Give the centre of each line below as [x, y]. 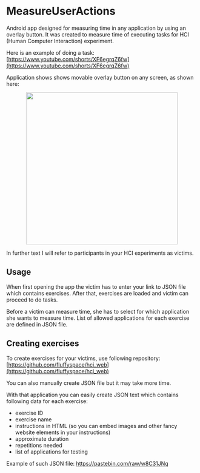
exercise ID [29, 413]
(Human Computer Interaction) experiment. [60, 41]
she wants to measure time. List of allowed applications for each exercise [98, 318]
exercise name [33, 419]
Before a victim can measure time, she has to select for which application [98, 311]
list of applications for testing [51, 452]
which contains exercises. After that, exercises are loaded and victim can [98, 293]
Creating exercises [43, 344]
